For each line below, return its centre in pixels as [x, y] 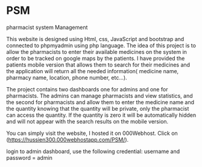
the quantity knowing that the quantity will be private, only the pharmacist [98, 108]
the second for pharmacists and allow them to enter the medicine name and [100, 102]
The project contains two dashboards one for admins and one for [87, 89]
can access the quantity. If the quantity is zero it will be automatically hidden [101, 115]
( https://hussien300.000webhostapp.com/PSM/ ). [68, 139]
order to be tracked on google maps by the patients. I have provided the [96, 58]
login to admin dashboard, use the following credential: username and [93, 151]
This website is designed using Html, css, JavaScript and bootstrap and [95, 39]
